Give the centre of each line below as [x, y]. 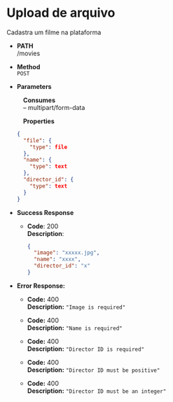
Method [28, 67]
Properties [39, 121]
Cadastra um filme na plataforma [54, 32]
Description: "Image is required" [76, 307]
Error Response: [41, 286]
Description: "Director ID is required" [86, 349]
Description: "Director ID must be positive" [94, 370]
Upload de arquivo [61, 13]
